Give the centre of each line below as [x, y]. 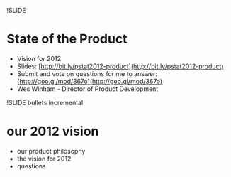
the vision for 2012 [44, 159]
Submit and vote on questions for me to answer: [87, 73]
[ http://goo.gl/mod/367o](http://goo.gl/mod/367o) [90, 81]
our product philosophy [51, 151]
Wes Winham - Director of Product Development [88, 89]
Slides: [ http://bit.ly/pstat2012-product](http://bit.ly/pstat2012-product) [120, 66]
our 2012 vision [53, 132]
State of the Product [67, 39]
